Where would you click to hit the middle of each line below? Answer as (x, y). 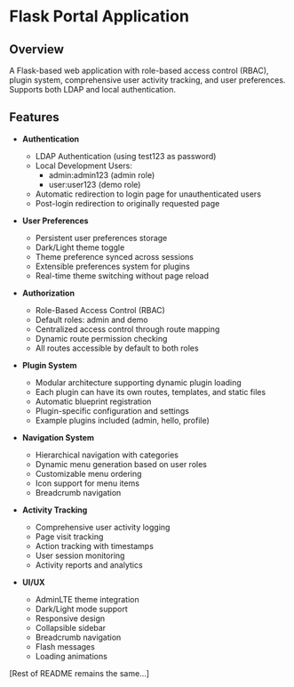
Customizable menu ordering (88, 473)
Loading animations (72, 656)
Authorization (48, 293)
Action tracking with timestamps (94, 546)
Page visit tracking (69, 537)
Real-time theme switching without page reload (122, 275)
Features (34, 117)
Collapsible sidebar (71, 627)
